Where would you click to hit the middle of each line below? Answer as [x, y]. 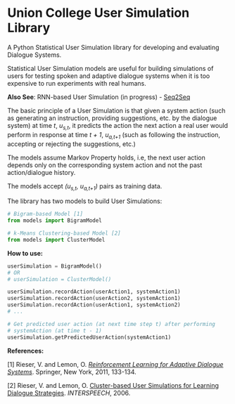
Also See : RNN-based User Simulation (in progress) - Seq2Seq [99, 97]
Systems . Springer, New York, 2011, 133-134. [72, 372]
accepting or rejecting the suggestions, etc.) [71, 144]
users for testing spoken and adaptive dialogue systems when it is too [109, 76]
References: [26, 351]
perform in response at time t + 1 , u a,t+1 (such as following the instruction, [114, 135]
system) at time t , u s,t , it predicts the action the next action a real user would [118, 126]
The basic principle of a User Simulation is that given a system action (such [116, 110]
